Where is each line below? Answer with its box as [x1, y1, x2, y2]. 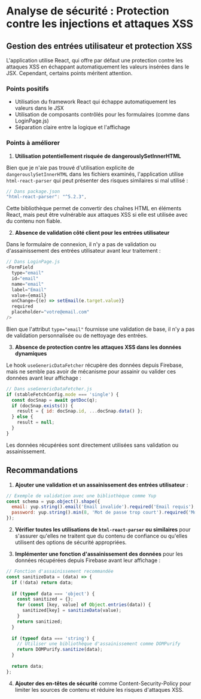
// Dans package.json [6, 188, 60, 195]
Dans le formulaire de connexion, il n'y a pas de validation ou [6, 241, 157, 248]
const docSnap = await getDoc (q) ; [11, 397, 98, 403]
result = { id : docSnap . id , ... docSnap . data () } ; [17, 408, 144, 414]
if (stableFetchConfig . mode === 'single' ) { [6, 392, 119, 398]
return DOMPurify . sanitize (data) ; [17, 647, 103, 653]
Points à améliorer [6, 139, 60, 147]
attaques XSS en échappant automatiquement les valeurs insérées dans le [6, 63, 190, 70]
